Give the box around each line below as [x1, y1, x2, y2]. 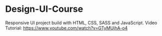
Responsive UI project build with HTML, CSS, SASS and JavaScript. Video [5, 20, 157, 26]
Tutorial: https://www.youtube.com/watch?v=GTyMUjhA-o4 [5, 25, 128, 31]
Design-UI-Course [5, 3, 83, 15]
